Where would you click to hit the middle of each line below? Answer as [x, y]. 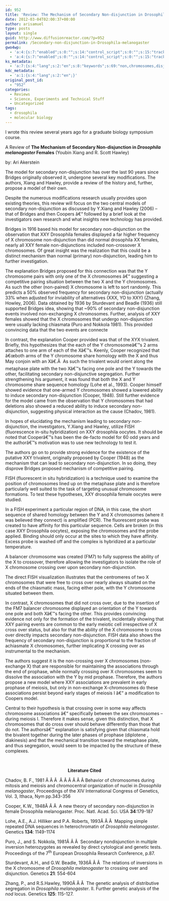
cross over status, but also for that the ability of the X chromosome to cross [83, 629]
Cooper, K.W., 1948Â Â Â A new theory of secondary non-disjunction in [80, 806]
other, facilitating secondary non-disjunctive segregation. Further [73, 374]
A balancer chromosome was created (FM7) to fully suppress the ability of [82, 556]
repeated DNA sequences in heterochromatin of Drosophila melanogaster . [82, 826]
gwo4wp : [13, 47]
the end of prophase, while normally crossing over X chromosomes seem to [84, 671]
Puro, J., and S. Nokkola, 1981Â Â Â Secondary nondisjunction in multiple [81, 842]
